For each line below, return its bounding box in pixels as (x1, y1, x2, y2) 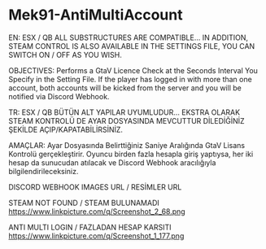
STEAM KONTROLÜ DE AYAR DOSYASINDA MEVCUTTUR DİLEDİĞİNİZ (8, 116, 246, 125)
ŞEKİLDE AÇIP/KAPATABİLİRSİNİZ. (8, 124, 124, 134)
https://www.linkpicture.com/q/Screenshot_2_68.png (8, 206, 185, 216)
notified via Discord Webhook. (8, 91, 110, 101)
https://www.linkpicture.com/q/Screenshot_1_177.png (8, 230, 185, 241)
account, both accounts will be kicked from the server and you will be (8, 83, 242, 93)
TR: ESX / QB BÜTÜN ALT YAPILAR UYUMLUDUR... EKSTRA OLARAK (8, 107, 241, 117)
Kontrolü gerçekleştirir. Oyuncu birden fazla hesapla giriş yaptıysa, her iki (8, 149, 254, 159)
